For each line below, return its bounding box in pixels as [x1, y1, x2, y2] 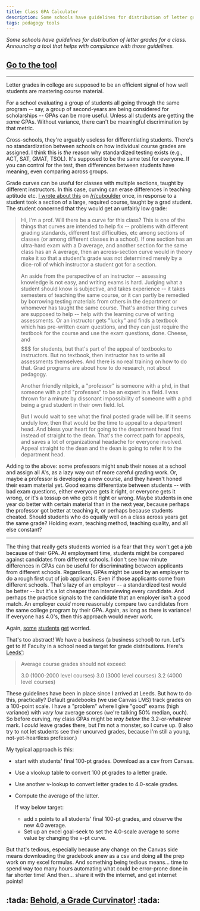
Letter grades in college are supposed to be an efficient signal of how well [6, 81, 188, 88]
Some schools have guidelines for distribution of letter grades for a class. [6, 36, 187, 44]
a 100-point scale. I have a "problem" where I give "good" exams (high [6, 703, 179, 710]
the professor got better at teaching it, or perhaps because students [6, 507, 173, 514]
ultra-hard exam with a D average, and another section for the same [20, 242, 187, 249]
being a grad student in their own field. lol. [20, 401, 125, 409]
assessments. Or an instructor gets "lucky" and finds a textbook [20, 317, 178, 324]
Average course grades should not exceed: [20, 661, 127, 668]
